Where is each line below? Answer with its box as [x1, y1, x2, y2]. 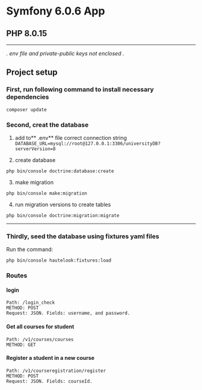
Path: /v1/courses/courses [6, 336, 74, 342]
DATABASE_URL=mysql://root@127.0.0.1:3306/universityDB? [14, 140, 161, 146]
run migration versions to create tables [14, 201, 111, 208]
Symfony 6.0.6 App [6, 4, 105, 18]
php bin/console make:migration [6, 190, 87, 197]
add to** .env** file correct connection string [14, 134, 127, 141]
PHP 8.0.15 [6, 28, 47, 39]
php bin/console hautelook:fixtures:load [6, 257, 112, 263]
